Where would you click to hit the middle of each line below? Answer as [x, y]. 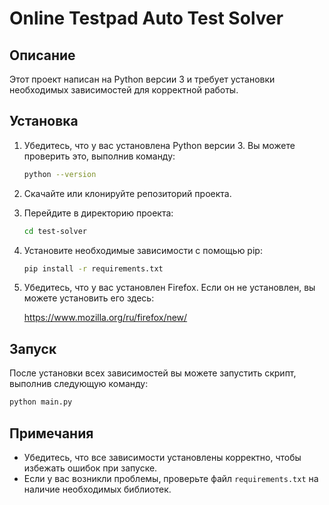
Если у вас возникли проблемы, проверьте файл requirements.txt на [171, 478]
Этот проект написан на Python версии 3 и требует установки [142, 79]
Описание [42, 55]
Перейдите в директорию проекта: [98, 213]
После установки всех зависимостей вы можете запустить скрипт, [153, 373]
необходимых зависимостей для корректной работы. [124, 90]
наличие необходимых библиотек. [97, 489]
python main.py [41, 402]
